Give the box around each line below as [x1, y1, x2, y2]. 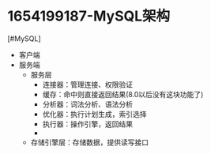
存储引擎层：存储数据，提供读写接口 [30, 137, 149, 147]
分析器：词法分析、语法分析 [42, 100, 134, 109]
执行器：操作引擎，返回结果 [42, 119, 134, 129]
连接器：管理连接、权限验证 [42, 80, 134, 89]
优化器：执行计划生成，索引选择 [42, 109, 147, 118]
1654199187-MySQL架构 [7, 7, 171, 25]
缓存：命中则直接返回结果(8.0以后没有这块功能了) [42, 89, 204, 99]
